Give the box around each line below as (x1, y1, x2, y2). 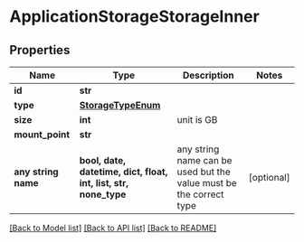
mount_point (14, 128, 71, 141)
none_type (79, 188, 127, 200)
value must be (176, 177, 237, 189)
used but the (176, 165, 231, 178)
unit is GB (176, 114, 218, 126)
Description (182, 70, 234, 81)
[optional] (248, 172, 290, 183)
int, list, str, (79, 177, 129, 189)
